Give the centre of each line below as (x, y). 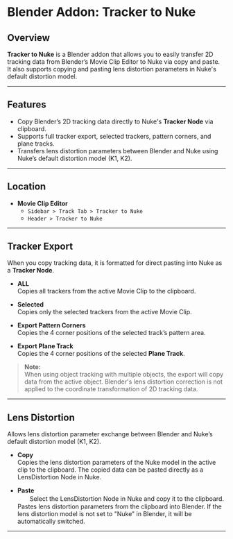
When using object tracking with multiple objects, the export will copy (124, 375)
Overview (29, 38)
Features (27, 105)
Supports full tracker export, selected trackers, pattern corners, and (114, 136)
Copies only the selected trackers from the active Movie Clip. (104, 312)
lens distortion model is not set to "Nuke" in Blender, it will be (104, 514)
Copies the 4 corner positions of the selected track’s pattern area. (111, 333)
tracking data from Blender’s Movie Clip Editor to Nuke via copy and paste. (114, 62)
